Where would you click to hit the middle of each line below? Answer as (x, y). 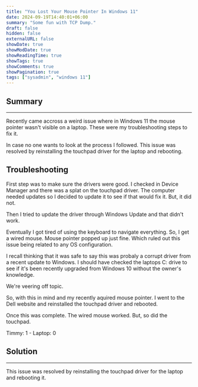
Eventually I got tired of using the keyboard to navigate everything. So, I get (98, 232)
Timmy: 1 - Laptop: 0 (31, 333)
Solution (22, 352)
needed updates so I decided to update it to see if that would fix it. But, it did (99, 196)
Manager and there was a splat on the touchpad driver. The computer (90, 190)
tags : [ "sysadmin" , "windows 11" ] (49, 77)
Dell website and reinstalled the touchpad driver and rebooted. (82, 304)
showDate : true (25, 45)
